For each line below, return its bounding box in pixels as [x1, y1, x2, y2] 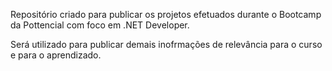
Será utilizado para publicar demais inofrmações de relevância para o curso [10, 39, 323, 50]
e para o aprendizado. [10, 49, 102, 61]
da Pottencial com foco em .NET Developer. [10, 19, 190, 31]
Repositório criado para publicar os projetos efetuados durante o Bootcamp [10, 9, 322, 20]
